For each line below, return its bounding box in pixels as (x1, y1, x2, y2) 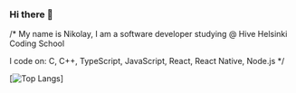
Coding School (9, 38, 65, 49)
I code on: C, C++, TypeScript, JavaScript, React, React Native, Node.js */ (9, 56, 285, 67)
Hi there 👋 (9, 8, 54, 21)
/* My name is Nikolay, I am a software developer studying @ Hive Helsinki (9, 29, 288, 40)
